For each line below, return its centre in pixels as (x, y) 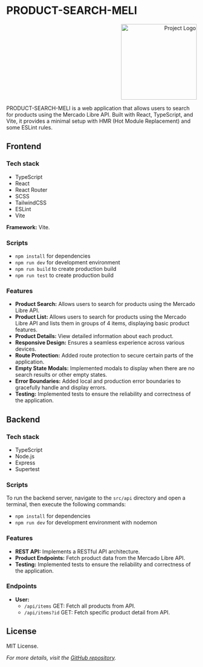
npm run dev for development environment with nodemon (86, 522)
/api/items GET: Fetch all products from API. (80, 606)
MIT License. (22, 646)
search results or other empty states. (61, 375)
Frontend (24, 147)
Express (25, 463)
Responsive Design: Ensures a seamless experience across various (100, 343)
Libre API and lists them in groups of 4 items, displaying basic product (102, 324)
